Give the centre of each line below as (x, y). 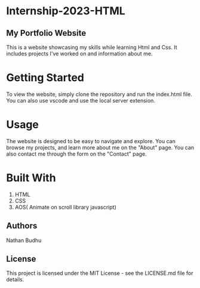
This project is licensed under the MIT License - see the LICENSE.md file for (100, 273)
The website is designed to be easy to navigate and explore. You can (91, 141)
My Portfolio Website (46, 33)
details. (15, 280)
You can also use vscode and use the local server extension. (81, 100)
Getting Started (45, 78)
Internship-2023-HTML (66, 11)
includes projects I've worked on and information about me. (79, 54)
